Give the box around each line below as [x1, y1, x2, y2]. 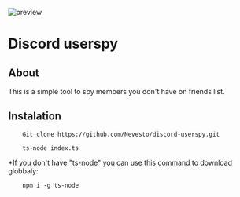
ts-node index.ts [22, 144, 79, 152]
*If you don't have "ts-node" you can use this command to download [8, 158, 233, 167]
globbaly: [8, 166, 39, 176]
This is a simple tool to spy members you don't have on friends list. [8, 87, 225, 96]
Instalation [8, 110, 61, 123]
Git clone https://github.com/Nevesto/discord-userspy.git [22, 130, 220, 138]
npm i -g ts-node [22, 181, 79, 189]
